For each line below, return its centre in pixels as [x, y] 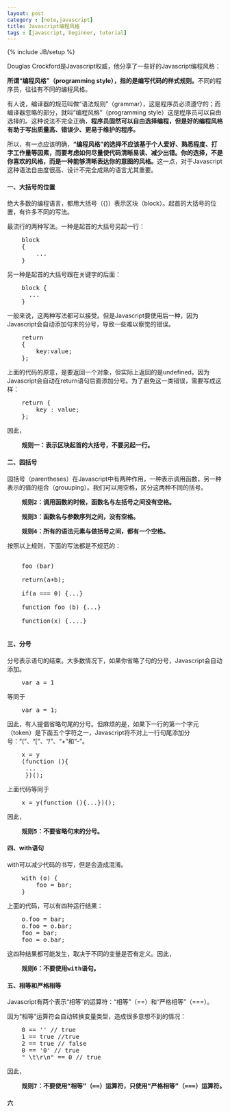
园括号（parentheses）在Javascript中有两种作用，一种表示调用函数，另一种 [114, 479]
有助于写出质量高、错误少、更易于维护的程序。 [73, 130]
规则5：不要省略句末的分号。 [63, 831]
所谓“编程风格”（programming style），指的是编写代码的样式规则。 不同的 [112, 81]
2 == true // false [54, 1044]
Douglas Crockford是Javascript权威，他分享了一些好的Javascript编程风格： [114, 67]
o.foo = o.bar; [47, 926]
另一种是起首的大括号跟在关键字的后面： [64, 274]
